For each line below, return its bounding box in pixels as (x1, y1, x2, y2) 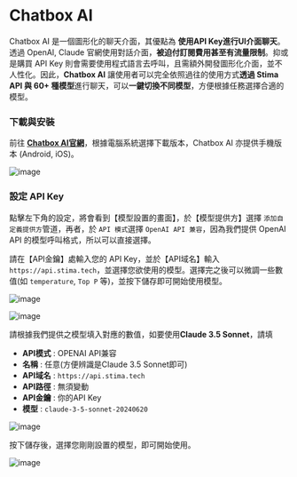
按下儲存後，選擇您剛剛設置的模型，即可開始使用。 (9, 439, 196, 449)
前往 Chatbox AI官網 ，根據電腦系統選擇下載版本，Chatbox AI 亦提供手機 (9, 138, 275, 148)
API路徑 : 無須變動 (21, 381, 90, 392)
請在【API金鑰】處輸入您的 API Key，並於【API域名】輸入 (9, 253, 220, 264)
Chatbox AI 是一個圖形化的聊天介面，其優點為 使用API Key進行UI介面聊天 (9, 36, 277, 46)
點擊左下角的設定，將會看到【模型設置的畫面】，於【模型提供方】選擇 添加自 (9, 212, 284, 223)
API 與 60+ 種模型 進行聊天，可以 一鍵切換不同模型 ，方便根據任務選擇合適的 (9, 80, 285, 91)
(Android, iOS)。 (19, 148, 80, 160)
